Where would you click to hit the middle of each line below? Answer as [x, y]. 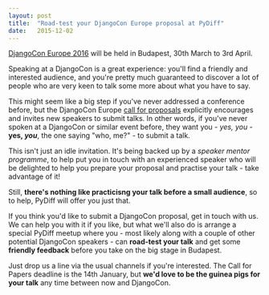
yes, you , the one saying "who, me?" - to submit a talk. [99, 135]
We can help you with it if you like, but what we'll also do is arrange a [122, 224]
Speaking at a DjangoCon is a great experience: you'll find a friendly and [128, 69]
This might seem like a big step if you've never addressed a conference [126, 102]
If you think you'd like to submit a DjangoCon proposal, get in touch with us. [133, 216]
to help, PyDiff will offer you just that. [69, 200]
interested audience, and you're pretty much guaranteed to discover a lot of [134, 78]
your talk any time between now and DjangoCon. [90, 283]
